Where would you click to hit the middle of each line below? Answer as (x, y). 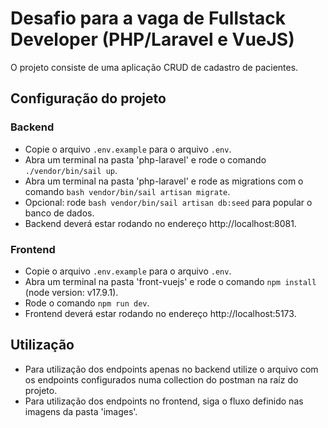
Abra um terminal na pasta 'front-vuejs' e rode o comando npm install (170, 281)
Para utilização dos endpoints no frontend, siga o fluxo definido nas (164, 401)
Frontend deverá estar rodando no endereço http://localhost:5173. (160, 313)
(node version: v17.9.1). (71, 292)
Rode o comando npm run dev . (87, 303)
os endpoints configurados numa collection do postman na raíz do (161, 379)
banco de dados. (59, 213)
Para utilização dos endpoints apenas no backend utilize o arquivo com (171, 369)
